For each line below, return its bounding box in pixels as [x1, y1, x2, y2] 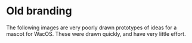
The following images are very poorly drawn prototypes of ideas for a [6, 24, 177, 31]
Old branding [6, 4, 73, 18]
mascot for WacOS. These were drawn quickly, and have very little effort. [6, 30, 186, 37]
